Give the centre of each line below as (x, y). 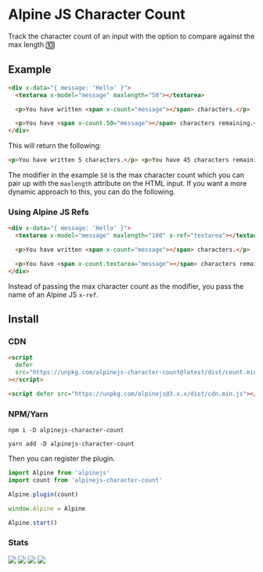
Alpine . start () (33, 523)
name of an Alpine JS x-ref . (54, 294)
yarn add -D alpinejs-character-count (71, 444)
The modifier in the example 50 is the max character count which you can (126, 175)
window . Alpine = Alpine (47, 508)
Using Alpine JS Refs (49, 212)
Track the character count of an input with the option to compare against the (131, 36)
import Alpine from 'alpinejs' (59, 473)
